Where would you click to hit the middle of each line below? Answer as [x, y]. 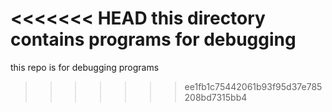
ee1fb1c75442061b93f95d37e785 [253, 86]
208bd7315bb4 [216, 97]
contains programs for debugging [153, 39]
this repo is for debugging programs [85, 67]
